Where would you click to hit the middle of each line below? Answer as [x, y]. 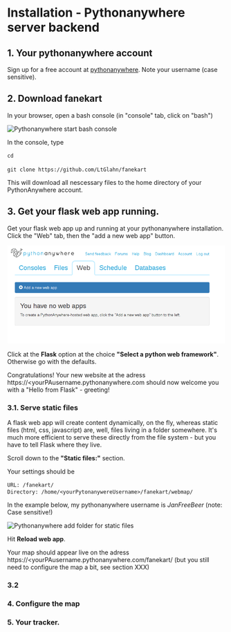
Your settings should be [41, 471]
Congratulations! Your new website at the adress [76, 374]
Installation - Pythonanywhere [96, 13]
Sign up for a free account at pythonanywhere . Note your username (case [112, 70]
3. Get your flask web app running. [83, 211]
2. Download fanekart [55, 99]
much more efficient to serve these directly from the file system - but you [112, 437]
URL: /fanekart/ [30, 485]
